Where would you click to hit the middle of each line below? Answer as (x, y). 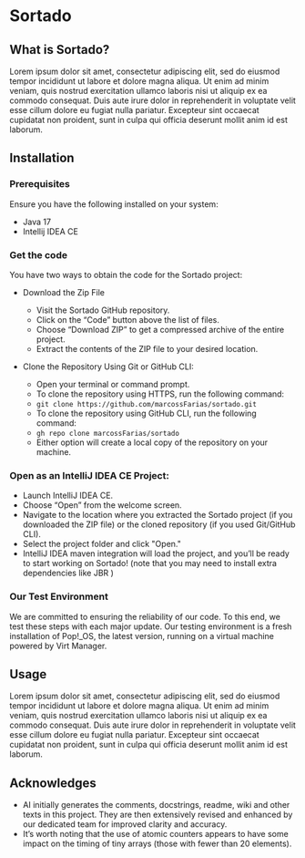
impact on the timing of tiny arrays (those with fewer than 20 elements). (157, 843)
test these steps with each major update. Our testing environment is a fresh (151, 626)
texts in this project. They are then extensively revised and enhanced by (158, 815)
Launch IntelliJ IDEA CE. (68, 496)
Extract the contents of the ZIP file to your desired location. (147, 348)
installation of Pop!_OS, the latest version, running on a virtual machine (142, 636)
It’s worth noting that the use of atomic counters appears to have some (155, 834)
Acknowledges (53, 783)
